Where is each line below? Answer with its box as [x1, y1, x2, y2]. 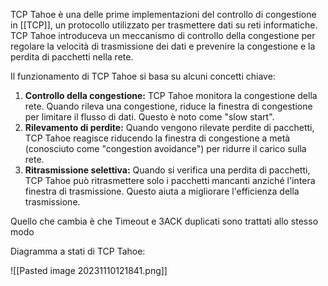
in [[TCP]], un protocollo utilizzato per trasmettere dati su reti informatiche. [10, 19, 318, 31]
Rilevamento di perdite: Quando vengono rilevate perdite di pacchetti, [24, 122, 315, 133]
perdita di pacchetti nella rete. [10, 51, 134, 63]
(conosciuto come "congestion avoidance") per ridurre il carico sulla [24, 143, 307, 154]
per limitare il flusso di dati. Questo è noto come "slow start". [24, 111, 275, 123]
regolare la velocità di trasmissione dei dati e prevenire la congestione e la [10, 40, 316, 52]
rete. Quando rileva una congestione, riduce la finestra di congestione [24, 100, 313, 112]
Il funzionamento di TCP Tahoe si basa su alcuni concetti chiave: [10, 70, 276, 82]
